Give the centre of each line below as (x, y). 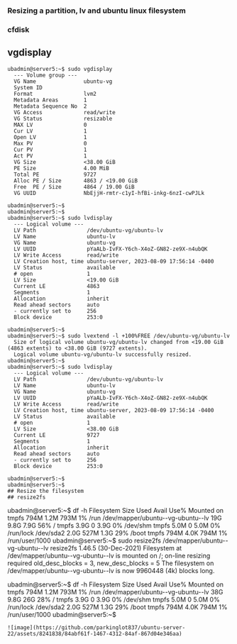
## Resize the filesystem (45, 491)
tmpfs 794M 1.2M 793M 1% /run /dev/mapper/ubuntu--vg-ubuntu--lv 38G (115, 592)
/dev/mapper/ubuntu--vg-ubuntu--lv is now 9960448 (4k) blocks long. (111, 570)
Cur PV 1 (50, 150)
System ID (28, 87)
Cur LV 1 (50, 131)
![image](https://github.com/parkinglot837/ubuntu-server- (97, 627)
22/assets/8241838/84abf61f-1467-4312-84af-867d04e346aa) (95, 633)
